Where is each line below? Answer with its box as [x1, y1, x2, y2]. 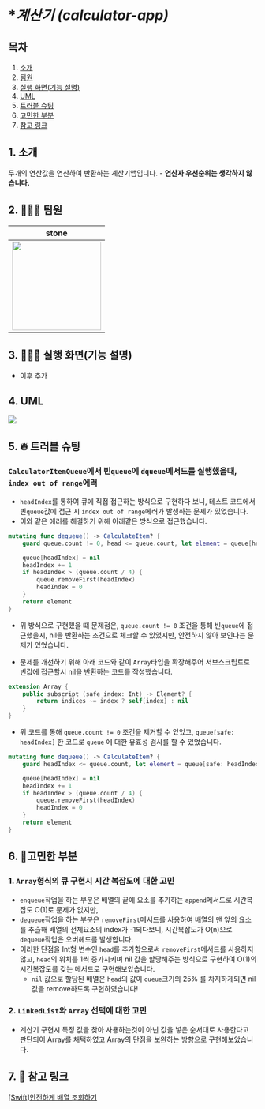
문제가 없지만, [55, 904, 99, 914]
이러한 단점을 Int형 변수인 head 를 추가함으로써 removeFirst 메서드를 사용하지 [19, 944, 254, 953]
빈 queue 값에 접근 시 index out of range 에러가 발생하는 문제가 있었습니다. [19, 506, 248, 516]
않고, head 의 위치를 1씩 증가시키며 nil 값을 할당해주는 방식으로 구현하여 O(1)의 [19, 954, 257, 964]
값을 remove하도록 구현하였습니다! [31, 983, 139, 993]
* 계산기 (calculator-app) [8, 6, 170, 24]
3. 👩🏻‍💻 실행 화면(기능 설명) [8, 348, 132, 363]
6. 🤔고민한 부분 [8, 850, 77, 863]
